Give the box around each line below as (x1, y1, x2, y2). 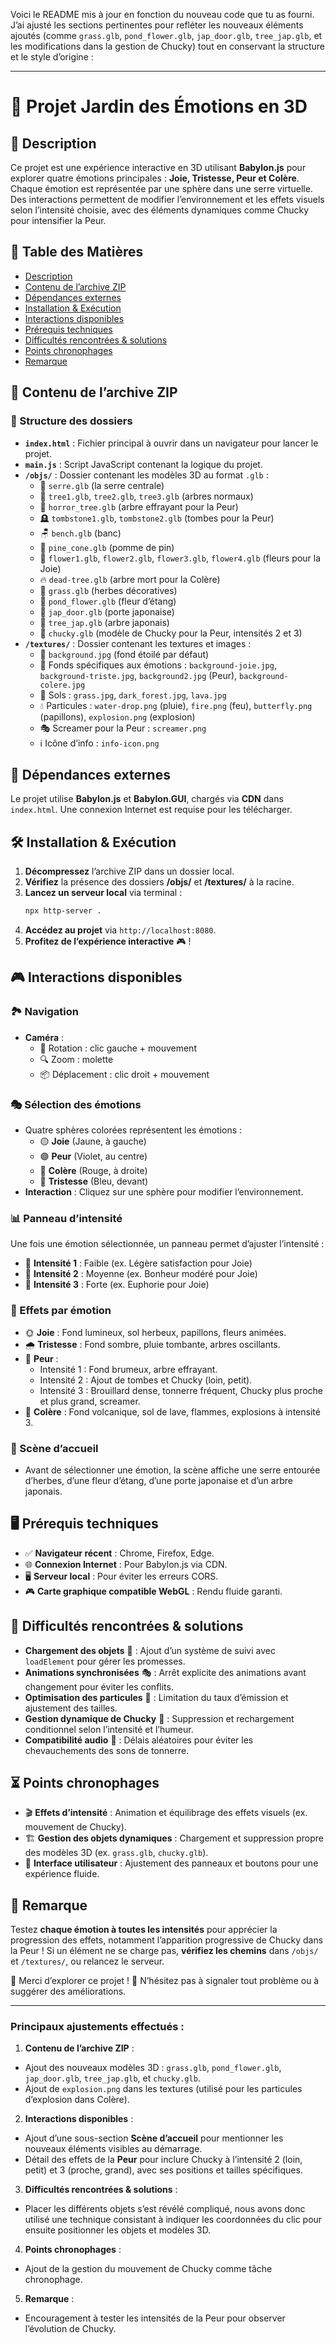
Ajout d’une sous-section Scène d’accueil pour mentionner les (24, 2132, 284, 2144)
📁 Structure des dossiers (10, 414, 133, 428)
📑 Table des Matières (10, 244, 144, 261)
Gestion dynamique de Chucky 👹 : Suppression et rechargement (24, 1712, 295, 1724)
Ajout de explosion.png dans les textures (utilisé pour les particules (24, 2083, 303, 2095)
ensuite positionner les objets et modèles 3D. (24, 2224, 212, 2236)
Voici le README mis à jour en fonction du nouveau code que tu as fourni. (10, 9, 315, 20)
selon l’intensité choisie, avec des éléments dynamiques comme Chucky (10, 204, 310, 216)
